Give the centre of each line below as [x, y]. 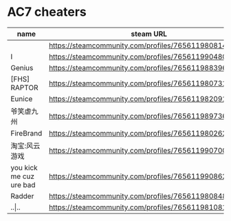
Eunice [22, 98]
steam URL [149, 34]
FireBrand [26, 133]
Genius [22, 67]
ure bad [23, 185]
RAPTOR [24, 87]
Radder [22, 196]
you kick [24, 167]
